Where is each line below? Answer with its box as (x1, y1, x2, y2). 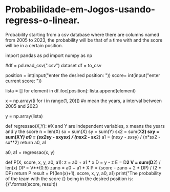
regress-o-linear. (5, 14, 80, 26)
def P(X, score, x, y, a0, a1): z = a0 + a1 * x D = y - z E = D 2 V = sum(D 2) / (5, 159, 161, 165)
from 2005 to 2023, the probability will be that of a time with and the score (5, 37, 163, 43)
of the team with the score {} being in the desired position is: (5, 176, 133, 182)
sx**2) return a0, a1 (5, 139, 47, 145)
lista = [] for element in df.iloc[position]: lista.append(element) (5, 87, 136, 93)
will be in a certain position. (5, 42, 63, 48)
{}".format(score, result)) (5, 181, 58, 187)
